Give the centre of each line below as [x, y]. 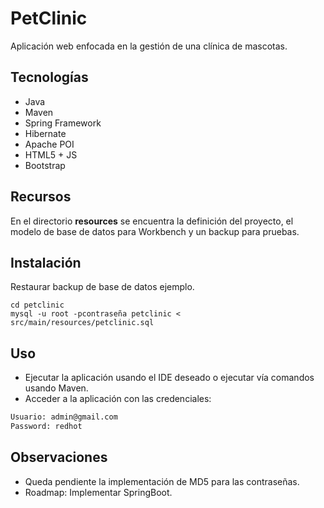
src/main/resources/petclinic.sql [82, 323]
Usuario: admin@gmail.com [64, 417]
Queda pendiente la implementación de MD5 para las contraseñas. [162, 481]
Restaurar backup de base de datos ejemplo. [102, 287]
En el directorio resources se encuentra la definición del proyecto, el [152, 221]
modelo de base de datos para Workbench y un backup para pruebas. [155, 231]
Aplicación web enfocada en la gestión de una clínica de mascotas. [149, 46]
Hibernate [45, 133]
